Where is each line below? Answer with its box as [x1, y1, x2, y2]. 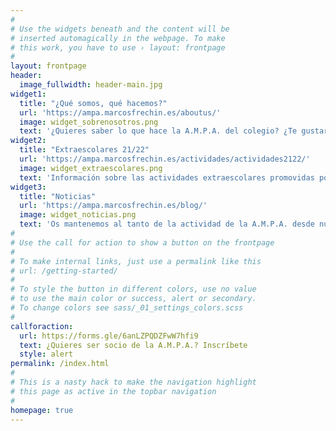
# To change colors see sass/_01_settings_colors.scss [10, 303, 244, 313]
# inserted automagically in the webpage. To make [10, 33, 226, 43]
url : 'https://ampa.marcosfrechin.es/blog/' [19, 201, 208, 211]
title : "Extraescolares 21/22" [19, 145, 150, 155]
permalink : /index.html [10, 359, 110, 369]
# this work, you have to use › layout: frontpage [10, 42, 226, 53]
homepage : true [10, 405, 74, 415]
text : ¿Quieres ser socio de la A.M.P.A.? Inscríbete [19, 340, 248, 350]
